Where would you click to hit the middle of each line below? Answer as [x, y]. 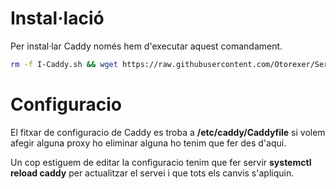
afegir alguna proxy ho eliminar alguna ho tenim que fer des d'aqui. [148, 143]
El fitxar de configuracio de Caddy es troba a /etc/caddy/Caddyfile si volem [168, 132]
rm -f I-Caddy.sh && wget [64, 64]
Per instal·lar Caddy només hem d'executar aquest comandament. [146, 46]
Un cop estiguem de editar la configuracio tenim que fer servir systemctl [161, 162]
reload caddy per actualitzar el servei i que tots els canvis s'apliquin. [152, 173]
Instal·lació [57, 18]
